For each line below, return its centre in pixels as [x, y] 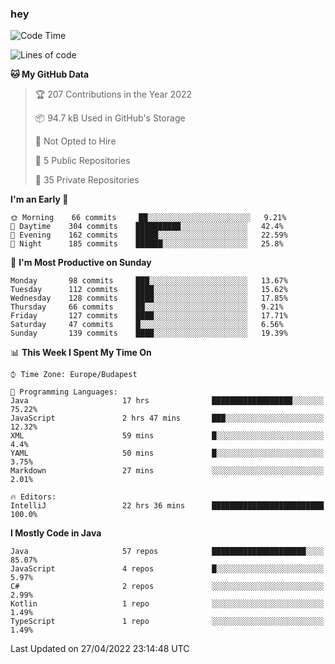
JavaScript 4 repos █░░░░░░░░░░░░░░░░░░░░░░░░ [167, 569]
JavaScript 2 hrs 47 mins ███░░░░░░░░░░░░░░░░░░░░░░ [167, 418]
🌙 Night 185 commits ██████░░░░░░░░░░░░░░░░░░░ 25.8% [147, 244]
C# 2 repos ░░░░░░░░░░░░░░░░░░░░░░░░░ [167, 587]
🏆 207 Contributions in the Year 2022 [113, 94]
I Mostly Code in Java [56, 533]
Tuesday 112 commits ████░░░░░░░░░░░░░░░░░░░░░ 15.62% [149, 290]
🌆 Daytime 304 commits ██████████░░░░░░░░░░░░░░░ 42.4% [147, 227]
